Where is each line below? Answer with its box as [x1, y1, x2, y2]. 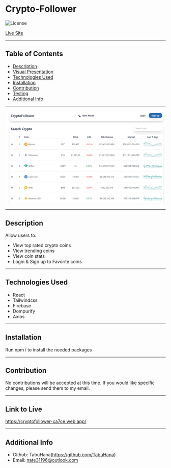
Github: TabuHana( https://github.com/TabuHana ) [12, 452, 116, 458]
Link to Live [5, 405, 42, 413]
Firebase [12, 302, 32, 308]
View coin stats [12, 253, 45, 259]
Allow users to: [5, 232, 37, 238]
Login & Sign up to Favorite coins [12, 258, 82, 264]
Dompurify [12, 308, 36, 314]
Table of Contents [5, 50, 64, 58]
